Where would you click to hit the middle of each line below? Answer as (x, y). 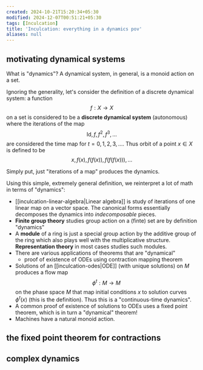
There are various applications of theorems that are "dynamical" (95, 253)
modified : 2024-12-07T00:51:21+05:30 (54, 18)
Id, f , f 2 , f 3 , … (102, 133)
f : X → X (102, 107)
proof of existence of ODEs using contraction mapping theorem (103, 259)
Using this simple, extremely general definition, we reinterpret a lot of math (100, 183)
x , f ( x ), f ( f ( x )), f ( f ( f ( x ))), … (102, 160)
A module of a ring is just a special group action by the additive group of (105, 234)
